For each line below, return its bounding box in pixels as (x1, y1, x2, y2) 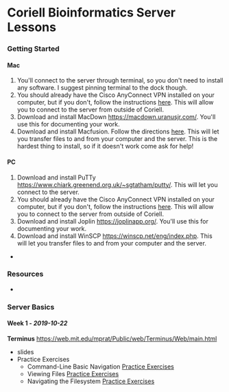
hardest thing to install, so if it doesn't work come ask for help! (16, 142, 194, 151)
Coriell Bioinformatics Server (7, 5, 176, 21)
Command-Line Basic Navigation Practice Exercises (27, 362, 175, 371)
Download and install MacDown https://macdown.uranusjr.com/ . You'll (16, 113, 216, 121)
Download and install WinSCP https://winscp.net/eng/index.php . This (16, 232, 213, 240)
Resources (7, 270, 44, 279)
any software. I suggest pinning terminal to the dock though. (16, 84, 188, 92)
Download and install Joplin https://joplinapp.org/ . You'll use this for (16, 217, 209, 225)
